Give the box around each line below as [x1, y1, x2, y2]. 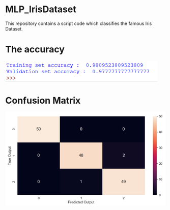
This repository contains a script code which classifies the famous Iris [5, 20, 152, 26]
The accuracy [5, 44, 65, 55]
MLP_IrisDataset [5, 4, 76, 15]
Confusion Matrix [5, 95, 81, 106]
